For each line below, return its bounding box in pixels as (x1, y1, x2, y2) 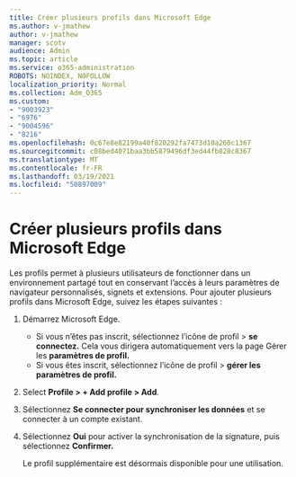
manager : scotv (9, 38, 67, 48)
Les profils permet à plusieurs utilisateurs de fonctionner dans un (9, 268, 251, 278)
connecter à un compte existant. (22, 414, 143, 425)
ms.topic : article (9, 55, 78, 64)
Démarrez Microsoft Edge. (22, 314, 121, 324)
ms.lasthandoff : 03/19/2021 (9, 172, 115, 181)
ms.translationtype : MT (9, 155, 99, 164)
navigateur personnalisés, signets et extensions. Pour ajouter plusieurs (9, 287, 272, 297)
